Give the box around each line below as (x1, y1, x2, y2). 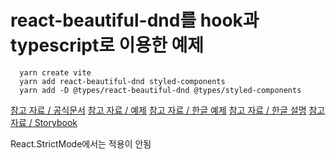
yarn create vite (19, 67, 92, 78)
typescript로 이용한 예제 (10, 34, 205, 57)
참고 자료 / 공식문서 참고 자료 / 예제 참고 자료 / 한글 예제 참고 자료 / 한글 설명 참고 (10, 104, 326, 116)
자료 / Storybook (10, 116, 78, 128)
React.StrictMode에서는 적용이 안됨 (10, 137, 152, 150)
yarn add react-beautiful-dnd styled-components (19, 76, 226, 86)
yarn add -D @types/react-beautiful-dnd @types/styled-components (19, 85, 302, 95)
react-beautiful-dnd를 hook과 (10, 9, 260, 32)
